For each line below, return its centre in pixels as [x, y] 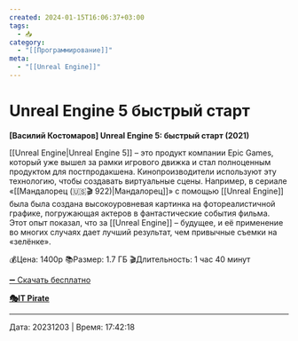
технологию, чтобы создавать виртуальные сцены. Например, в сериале [148, 181]
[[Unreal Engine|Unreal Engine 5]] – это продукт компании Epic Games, [141, 153]
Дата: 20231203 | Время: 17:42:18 [72, 327]
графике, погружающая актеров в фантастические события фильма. [140, 213]
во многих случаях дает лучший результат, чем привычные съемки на [143, 232]
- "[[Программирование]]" [65, 51]
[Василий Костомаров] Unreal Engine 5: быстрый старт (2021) [129, 135]
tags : [19, 26]
